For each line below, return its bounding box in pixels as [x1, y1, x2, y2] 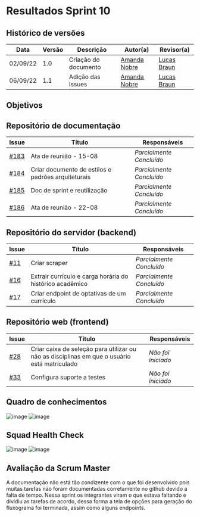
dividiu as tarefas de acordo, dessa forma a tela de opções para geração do [6, 498, 192, 505]
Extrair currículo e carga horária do [30, 272, 129, 281]
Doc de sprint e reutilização [30, 186, 108, 195]
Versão [42, 46, 64, 54]
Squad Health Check [6, 430, 85, 440]
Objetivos [6, 100, 43, 111]
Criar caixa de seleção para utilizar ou [30, 344, 137, 353]
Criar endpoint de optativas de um [30, 289, 126, 298]
